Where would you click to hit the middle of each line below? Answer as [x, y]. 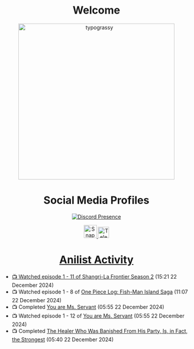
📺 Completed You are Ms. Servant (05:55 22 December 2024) [88, 307]
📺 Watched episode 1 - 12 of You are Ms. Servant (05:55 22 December [98, 316]
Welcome [96, 10]
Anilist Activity [96, 260]
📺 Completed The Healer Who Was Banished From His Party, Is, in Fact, [100, 331]
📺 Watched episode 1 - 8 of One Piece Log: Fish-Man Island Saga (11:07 [100, 292]
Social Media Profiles [96, 200]
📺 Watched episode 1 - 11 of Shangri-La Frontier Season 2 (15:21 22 [94, 276]
